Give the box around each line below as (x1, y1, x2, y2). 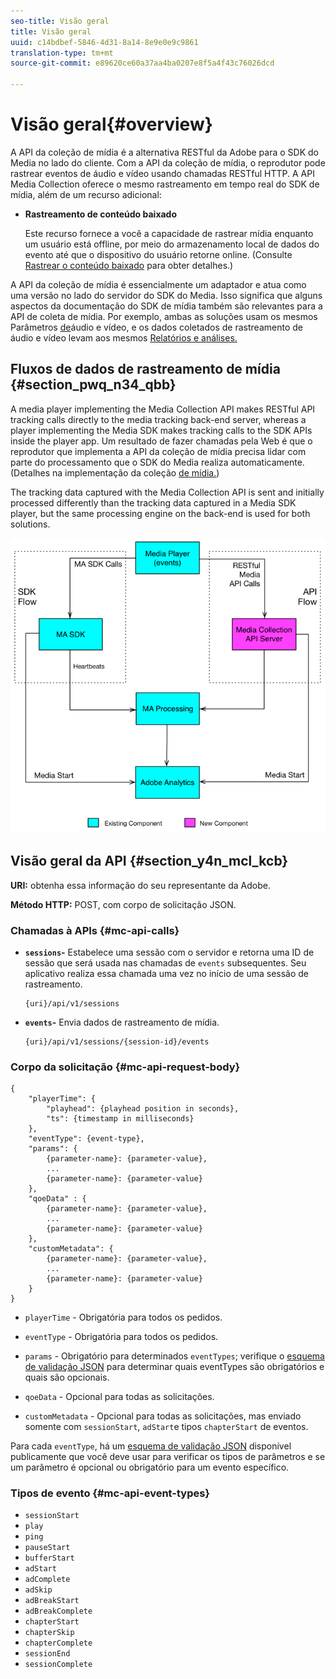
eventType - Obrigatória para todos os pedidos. (24, 1331, 219, 1343)
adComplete (24, 1575, 71, 1585)
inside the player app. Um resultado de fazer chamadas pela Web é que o (10, 435, 313, 447)
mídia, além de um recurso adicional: (10, 188, 162, 200)
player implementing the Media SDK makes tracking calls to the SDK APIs (10, 424, 313, 436)
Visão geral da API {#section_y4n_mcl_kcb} (10, 853, 289, 870)
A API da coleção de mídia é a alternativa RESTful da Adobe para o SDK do (10, 146, 319, 158)
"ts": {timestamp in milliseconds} (46, 1114, 195, 1124)
